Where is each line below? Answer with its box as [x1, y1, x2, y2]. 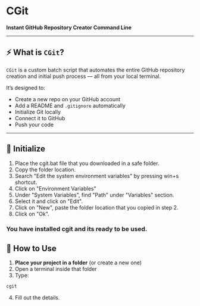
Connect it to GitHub [14, 114, 65, 121]
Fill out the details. [14, 294, 60, 301]
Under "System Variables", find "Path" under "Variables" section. [14, 191, 174, 198]
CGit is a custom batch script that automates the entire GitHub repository [6, 66, 185, 73]
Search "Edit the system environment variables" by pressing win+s [14, 172, 179, 179]
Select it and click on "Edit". [14, 198, 83, 205]
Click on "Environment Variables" [14, 185, 96, 192]
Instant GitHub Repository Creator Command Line [6, 24, 132, 31]
